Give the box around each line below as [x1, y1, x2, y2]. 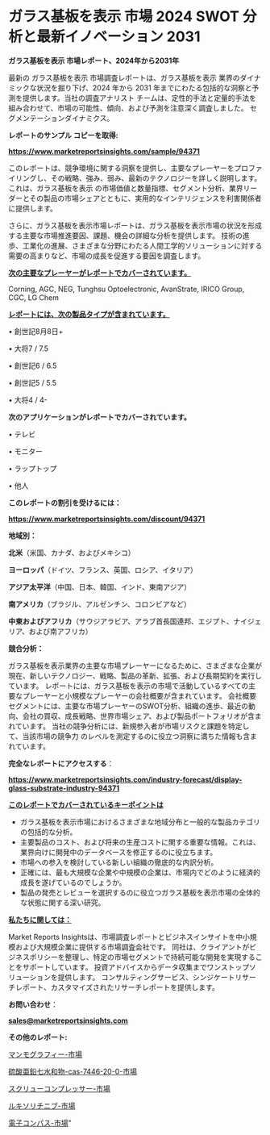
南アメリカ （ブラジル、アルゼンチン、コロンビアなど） [8, 599, 192, 609]
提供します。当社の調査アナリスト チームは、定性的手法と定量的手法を [22, 93, 256, 102]
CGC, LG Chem [8, 292, 59, 303]
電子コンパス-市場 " [8, 1118, 72, 1128]
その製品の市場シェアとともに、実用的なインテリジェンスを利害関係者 [29, 193, 262, 202]
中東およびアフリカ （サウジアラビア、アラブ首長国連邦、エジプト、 [8, 616, 234, 626]
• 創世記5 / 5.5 [8, 378, 57, 387]
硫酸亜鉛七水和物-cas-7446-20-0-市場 [8, 1066, 137, 1076]
